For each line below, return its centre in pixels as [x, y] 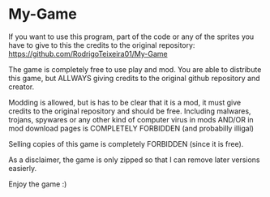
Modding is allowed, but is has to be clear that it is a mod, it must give [125, 102]
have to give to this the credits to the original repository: [102, 45]
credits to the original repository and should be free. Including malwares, [130, 111]
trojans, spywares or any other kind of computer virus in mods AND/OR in [131, 119]
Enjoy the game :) [38, 184]
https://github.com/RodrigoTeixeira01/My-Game [88, 54]
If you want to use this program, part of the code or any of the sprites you [131, 36]
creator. [21, 87]
